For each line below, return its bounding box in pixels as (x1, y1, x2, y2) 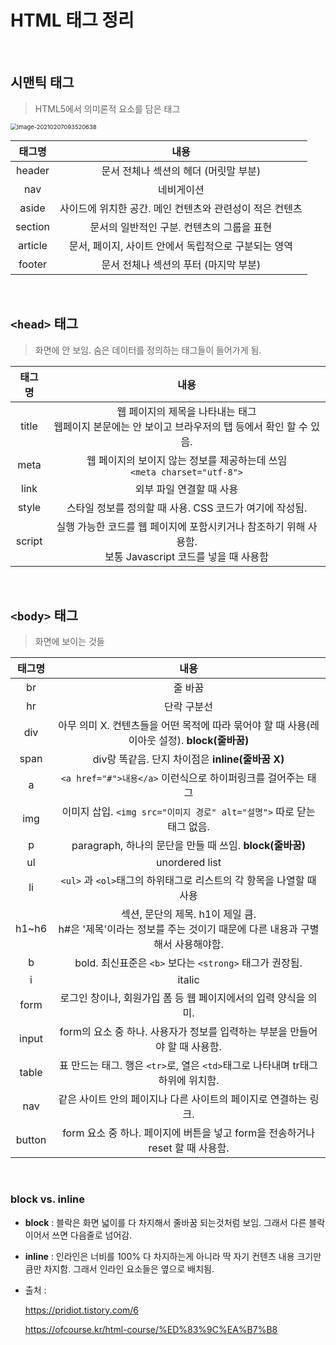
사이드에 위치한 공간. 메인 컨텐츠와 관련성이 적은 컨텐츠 (59, 201, 303, 215)
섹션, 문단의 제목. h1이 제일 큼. (120, 907, 257, 921)
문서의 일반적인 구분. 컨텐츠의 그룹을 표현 (89, 220, 273, 234)
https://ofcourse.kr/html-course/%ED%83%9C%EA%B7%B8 (24, 1323, 278, 1335)
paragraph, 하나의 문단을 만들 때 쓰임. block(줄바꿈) (71, 839, 306, 853)
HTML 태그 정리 (10, 9, 135, 32)
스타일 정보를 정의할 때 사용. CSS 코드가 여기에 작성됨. (66, 501, 308, 515)
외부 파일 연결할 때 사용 (134, 482, 239, 496)
